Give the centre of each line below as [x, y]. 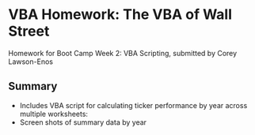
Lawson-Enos [31, 62]
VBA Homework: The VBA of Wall [120, 15]
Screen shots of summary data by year [83, 122]
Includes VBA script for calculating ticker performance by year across [133, 105]
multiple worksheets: [54, 114]
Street [29, 31]
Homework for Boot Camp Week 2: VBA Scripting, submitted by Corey [123, 53]
